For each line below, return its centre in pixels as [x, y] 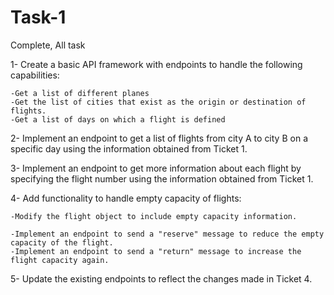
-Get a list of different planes [80, 93]
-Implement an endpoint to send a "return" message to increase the [156, 251]
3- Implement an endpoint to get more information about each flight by [156, 168]
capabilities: [35, 75]
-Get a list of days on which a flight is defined [118, 119]
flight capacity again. [60, 260]
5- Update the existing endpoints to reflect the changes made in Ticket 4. [161, 278]
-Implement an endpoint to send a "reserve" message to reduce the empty [167, 234]
